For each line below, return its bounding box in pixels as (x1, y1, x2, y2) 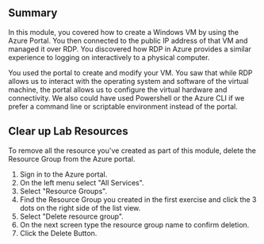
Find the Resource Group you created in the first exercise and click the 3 (19, 194, 257, 204)
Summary (8, 6, 58, 20)
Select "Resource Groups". (19, 186, 108, 196)
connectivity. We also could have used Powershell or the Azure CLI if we (8, 93, 245, 102)
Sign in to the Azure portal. (19, 170, 108, 179)
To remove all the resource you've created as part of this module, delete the (8, 146, 256, 155)
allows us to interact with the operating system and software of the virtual (8, 76, 249, 86)
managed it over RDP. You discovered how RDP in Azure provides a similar (8, 44, 252, 54)
